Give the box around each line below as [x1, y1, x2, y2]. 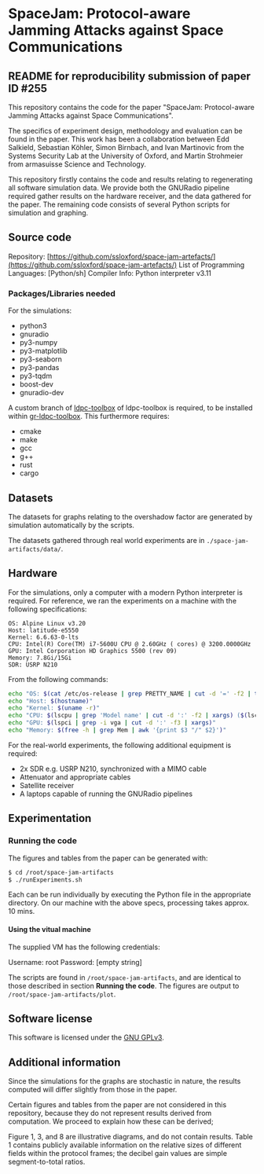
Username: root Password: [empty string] [8, 957, 143, 967]
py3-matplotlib [19, 347, 68, 356]
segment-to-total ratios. [8, 1157, 86, 1167]
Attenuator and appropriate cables [19, 772, 131, 782]
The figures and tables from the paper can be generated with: [8, 853, 208, 863]
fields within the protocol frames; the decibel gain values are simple [8, 1149, 228, 1158]
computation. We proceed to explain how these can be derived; [8, 1117, 214, 1126]
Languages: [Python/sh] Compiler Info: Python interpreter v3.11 [8, 268, 212, 277]
